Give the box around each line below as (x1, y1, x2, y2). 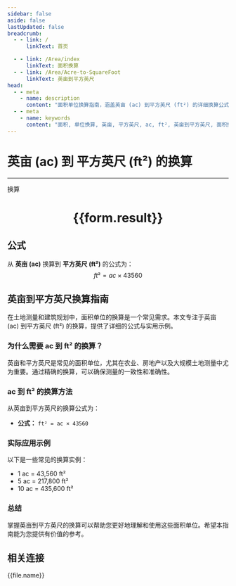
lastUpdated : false (7, 23, 65, 30)
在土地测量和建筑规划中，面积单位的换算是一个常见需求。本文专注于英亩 (7, 313, 216, 321)
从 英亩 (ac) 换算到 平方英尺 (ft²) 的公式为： (7, 260, 133, 268)
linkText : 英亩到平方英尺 (25, 75, 95, 82)
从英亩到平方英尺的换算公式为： (7, 404, 100, 412)
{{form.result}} (72, 210, 164, 226)
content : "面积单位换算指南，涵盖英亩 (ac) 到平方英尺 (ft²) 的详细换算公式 (25, 101, 230, 109)
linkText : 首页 (25, 43, 69, 50)
